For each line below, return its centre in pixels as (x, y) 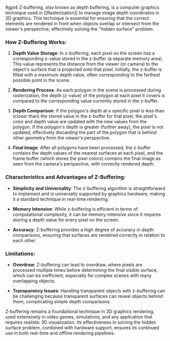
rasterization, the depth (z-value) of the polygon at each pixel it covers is (89, 96)
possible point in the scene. (41, 80)
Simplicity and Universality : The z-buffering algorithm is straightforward (89, 188)
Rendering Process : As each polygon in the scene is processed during (87, 90)
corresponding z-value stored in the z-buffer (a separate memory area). (88, 59)
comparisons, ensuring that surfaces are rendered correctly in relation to (89, 235)
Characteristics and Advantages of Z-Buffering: (65, 177)
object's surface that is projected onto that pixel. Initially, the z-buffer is (87, 69)
